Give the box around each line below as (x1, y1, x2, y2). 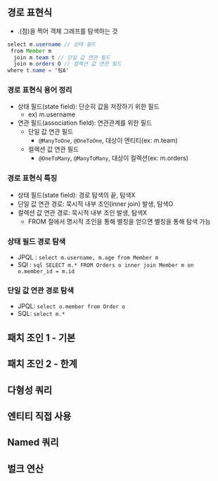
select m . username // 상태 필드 (7, 41, 96, 48)
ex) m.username (27, 110, 76, 118)
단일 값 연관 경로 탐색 (7, 286, 74, 295)
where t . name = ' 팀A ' (7, 67, 69, 74)
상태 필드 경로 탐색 (7, 236, 66, 246)
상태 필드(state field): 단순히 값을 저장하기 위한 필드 (17, 102, 160, 111)
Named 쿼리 (7, 437, 59, 449)
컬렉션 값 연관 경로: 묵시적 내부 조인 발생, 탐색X (17, 208, 148, 217)
